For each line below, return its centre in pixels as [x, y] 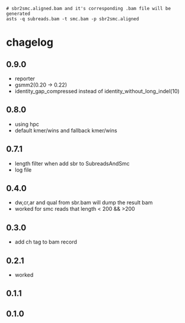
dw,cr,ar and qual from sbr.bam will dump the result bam [84, 202]
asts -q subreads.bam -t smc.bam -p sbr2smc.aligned [73, 19]
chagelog [30, 42]
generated [18, 14]
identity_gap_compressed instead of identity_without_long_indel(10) [97, 91]
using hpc [27, 124]
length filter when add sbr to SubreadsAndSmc [72, 163]
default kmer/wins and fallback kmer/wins [66, 130]
